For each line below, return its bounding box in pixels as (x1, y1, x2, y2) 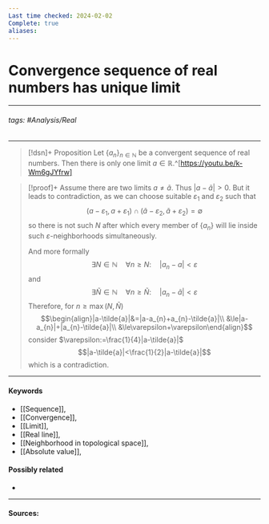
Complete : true (8, 19, 59, 27)
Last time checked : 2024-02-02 (8, 11, 113, 20)
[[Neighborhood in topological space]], (19, 438, 149, 448)
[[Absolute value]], (19, 446, 82, 456)
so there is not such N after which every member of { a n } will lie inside (27, 220, 258, 232)
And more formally (27, 246, 90, 256)
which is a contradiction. (27, 360, 110, 370)
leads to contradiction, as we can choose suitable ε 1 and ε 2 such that (27, 192, 256, 203)
